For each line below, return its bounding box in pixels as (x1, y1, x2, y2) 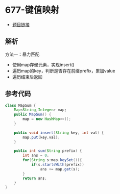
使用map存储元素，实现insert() (12, 62, 74, 68)
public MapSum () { (14, 112, 51, 117)
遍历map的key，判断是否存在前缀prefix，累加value (12, 68, 116, 73)
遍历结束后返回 (12, 74, 43, 80)
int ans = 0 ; (23, 153, 49, 158)
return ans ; (23, 176, 48, 181)
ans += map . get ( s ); (40, 167, 80, 171)
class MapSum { (5, 103, 36, 108)
